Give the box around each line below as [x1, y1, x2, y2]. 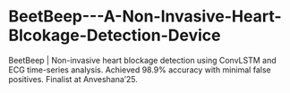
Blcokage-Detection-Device [8, 25, 221, 46]
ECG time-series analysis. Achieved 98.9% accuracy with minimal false [8, 64, 271, 75]
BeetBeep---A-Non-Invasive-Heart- [8, 6, 283, 27]
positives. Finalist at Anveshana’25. [8, 73, 138, 84]
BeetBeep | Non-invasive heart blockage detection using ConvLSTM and [8, 55, 277, 65]
